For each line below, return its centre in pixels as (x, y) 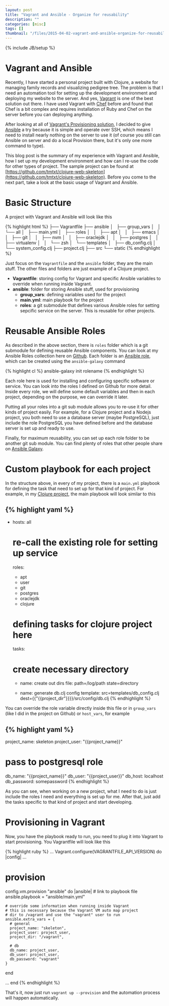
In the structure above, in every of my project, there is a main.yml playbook (82, 483)
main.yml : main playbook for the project (62, 300)
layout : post (19, 10)
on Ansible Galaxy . (24, 448)
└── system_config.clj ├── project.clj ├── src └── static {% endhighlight (82, 248)
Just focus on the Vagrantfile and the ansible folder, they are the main (79, 263)
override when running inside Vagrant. (52, 284)
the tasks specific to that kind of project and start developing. (69, 802)
